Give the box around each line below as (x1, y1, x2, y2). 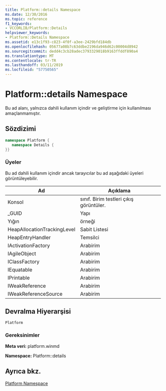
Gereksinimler (5, 332, 40, 339)
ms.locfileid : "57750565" (5, 67, 58, 72)
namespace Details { (11, 142, 54, 147)
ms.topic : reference (5, 16, 48, 21)
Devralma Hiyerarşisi (5, 307, 71, 316)
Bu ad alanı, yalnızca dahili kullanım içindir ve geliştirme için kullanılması (5, 105, 152, 111)
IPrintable (7, 274, 30, 281)
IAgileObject (7, 250, 36, 257)
